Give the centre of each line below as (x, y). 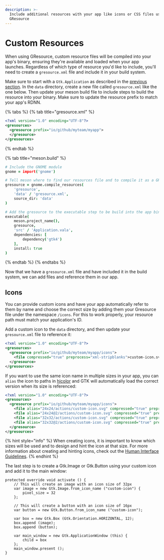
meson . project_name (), (37, 221)
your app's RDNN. (23, 102)
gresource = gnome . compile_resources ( (44, 185)
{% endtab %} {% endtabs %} (35, 262)
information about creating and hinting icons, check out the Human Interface (82, 451)
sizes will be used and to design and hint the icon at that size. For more (76, 446)
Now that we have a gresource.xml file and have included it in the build (76, 272)
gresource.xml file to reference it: (38, 335)
